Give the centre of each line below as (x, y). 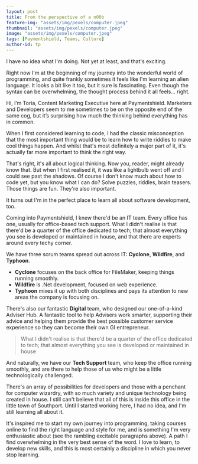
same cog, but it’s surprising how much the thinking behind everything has (97, 115)
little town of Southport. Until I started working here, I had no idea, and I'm (96, 406)
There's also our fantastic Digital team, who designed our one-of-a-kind (94, 308)
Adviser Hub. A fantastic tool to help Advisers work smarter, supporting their (99, 315)
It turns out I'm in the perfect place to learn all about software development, (98, 200)
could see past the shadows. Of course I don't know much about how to (94, 176)
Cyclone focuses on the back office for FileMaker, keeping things (94, 272)
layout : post (22, 12)
